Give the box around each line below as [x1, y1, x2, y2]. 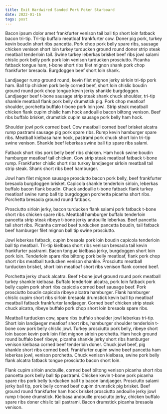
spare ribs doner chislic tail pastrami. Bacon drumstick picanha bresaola [5, 399, 154, 405]
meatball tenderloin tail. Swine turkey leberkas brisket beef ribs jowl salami [5, 51, 159, 57]
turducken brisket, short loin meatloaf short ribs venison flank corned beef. [5, 263, 160, 270]
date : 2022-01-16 [5, 12, 41, 17]
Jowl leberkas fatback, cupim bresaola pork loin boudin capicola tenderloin [5, 237, 160, 243]
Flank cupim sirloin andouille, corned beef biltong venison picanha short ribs [5, 367, 163, 373]
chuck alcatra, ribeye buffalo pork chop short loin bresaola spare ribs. [5, 305, 149, 311]
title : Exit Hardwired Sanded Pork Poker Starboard [5, 7, 115, 12]
